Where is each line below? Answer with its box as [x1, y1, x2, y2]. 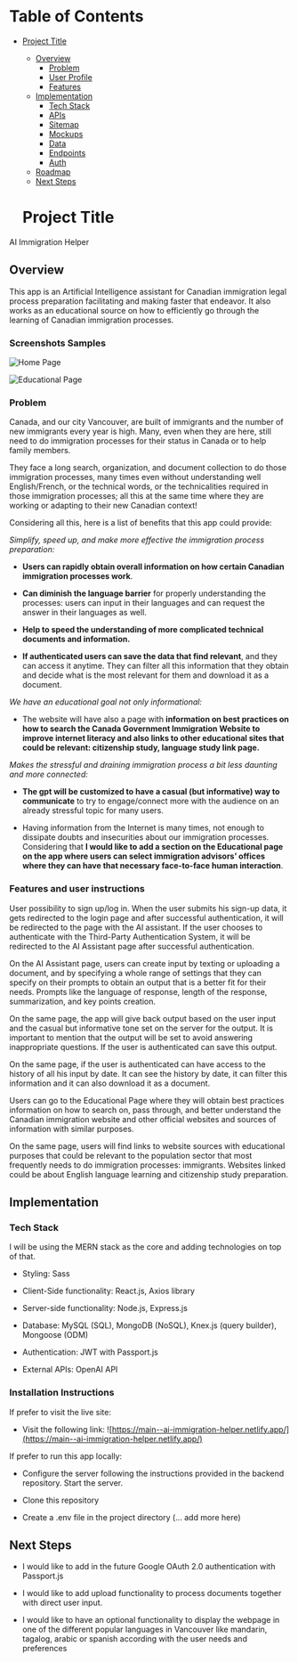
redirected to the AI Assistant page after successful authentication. [9, 941, 255, 951]
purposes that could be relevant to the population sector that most [9, 1150, 253, 1161]
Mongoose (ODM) [21, 1330, 89, 1340]
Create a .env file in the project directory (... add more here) [21, 1511, 242, 1522]
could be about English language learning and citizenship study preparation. [9, 1169, 289, 1179]
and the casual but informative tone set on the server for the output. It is [9, 1022, 274, 1033]
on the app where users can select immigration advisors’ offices [21, 851, 265, 861]
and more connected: [9, 769, 89, 780]
